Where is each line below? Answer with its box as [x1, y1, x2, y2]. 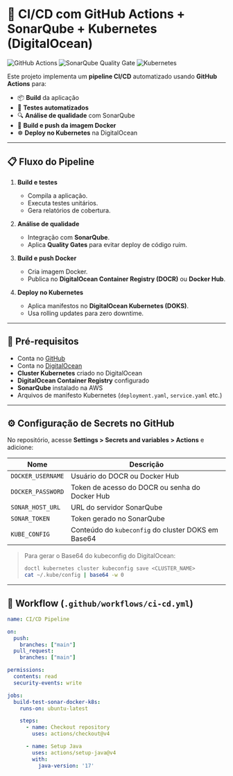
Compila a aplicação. [27, 191, 88, 200]
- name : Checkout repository [25, 724, 110, 731]
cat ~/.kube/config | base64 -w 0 [24, 572, 124, 579]
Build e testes [17, 178, 58, 186]
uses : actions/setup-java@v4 [32, 749, 116, 756]
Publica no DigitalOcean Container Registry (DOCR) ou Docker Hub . [27, 274, 226, 283]
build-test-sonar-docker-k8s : [13, 698, 101, 705]
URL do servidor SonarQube [70, 503, 163, 512]
